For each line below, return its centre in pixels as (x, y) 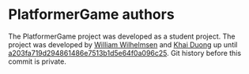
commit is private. (38, 61)
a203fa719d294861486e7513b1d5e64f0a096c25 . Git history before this (125, 53)
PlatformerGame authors (92, 15)
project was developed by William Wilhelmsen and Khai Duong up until (123, 44)
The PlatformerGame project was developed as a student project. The (122, 36)
